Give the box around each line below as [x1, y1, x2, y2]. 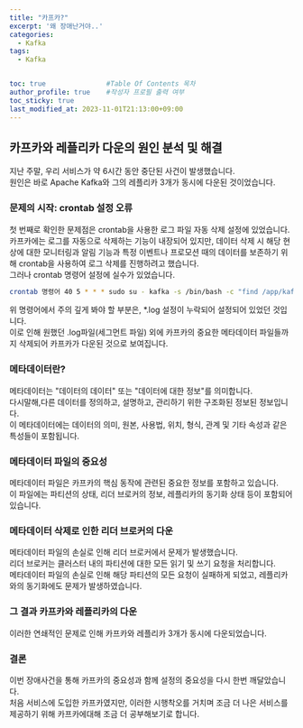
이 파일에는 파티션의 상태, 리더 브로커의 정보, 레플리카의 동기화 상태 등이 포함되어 [9, 489, 293, 500]
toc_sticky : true [9, 96, 75, 105]
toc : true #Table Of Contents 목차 [9, 79, 196, 88]
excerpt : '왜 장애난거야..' [9, 22, 104, 31]
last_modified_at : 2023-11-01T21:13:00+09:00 [9, 105, 183, 114]
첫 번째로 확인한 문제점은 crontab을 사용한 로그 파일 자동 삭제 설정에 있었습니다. [9, 224, 290, 235]
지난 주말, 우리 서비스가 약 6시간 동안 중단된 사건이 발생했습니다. [9, 166, 235, 177]
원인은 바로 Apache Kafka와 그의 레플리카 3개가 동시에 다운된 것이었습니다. [9, 177, 276, 188]
